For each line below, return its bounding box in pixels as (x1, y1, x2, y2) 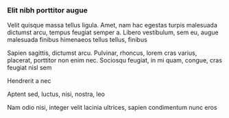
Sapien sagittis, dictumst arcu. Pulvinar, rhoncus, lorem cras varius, (7, 49, 197, 57)
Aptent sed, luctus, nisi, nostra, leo (7, 90, 105, 98)
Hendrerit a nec (7, 77, 51, 85)
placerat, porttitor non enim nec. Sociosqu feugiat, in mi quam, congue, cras (7, 56, 223, 64)
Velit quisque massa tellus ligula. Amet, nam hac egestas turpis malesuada (7, 21, 218, 29)
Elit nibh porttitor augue (7, 5, 88, 15)
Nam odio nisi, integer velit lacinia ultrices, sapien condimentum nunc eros (7, 104, 217, 112)
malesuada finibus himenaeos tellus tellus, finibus (7, 36, 147, 44)
